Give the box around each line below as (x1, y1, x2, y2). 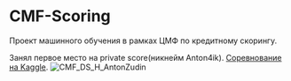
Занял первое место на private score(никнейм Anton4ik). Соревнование (9, 52, 282, 63)
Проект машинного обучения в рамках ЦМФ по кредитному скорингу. (9, 35, 278, 46)
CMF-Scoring (9, 6, 111, 26)
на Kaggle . (9, 62, 49, 72)
